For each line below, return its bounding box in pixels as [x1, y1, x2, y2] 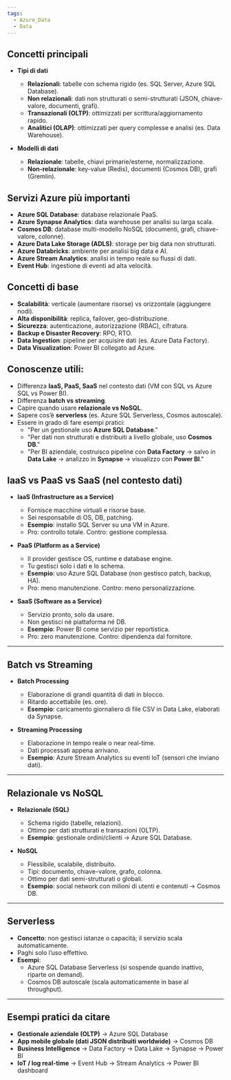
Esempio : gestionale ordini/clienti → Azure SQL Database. [27, 833, 192, 842]
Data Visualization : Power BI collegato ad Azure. [16, 343, 156, 351]
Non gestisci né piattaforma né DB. [27, 618, 127, 626]
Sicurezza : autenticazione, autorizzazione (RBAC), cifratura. [16, 321, 188, 330]
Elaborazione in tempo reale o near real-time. [27, 739, 156, 747]
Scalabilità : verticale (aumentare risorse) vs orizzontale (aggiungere [16, 300, 211, 308]
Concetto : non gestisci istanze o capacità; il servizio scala [16, 934, 183, 942]
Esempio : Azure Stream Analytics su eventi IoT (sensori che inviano [27, 753, 220, 762]
